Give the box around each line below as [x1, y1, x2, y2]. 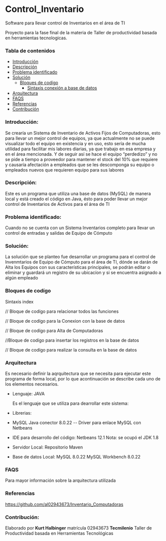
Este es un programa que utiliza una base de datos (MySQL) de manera [5, 190, 151, 196]
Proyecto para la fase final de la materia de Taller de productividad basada [5, 29, 157, 35]
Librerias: [12, 410, 32, 416]
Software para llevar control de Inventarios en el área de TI [5, 20, 125, 26]
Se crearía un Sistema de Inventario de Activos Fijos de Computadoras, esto [5, 130, 161, 136]
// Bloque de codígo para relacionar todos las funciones [5, 308, 119, 314]
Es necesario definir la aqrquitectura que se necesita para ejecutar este [5, 370, 151, 376]
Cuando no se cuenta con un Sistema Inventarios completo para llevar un [5, 225, 155, 231]
